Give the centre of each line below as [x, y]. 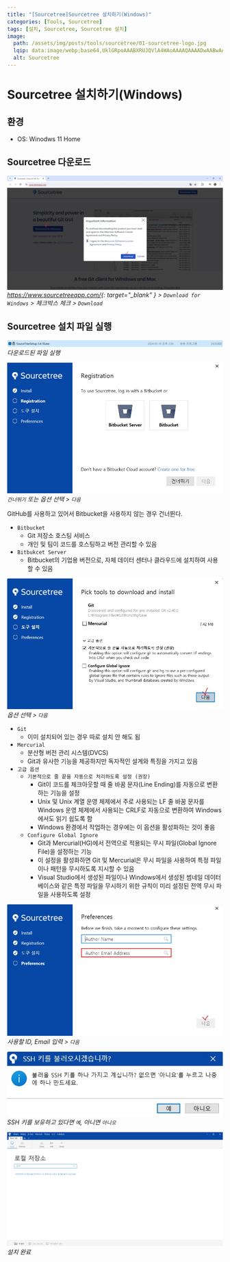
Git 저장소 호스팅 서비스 [59, 536]
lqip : [21, 51]
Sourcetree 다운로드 [49, 162]
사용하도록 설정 [71, 895]
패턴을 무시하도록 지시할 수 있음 [92, 869]
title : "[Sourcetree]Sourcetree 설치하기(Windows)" [79, 14]
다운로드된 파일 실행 [34, 352]
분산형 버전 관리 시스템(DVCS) [68, 753]
